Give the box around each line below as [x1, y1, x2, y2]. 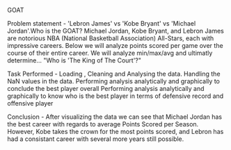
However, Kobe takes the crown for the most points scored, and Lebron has [7, 128, 224, 135]
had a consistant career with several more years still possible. [7, 135, 184, 143]
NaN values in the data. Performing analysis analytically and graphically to [7, 77, 221, 85]
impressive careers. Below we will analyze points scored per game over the [7, 42, 224, 49]
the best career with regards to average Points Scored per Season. [7, 120, 199, 128]
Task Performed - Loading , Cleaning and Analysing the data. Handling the [7, 69, 221, 78]
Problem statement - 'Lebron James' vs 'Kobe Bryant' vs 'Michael [7, 19, 196, 27]
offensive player [7, 99, 54, 107]
